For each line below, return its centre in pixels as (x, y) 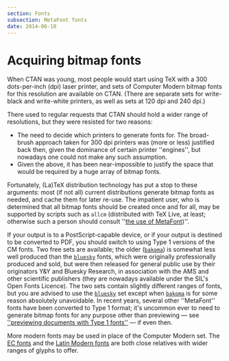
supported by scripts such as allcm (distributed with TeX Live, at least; (106, 215)
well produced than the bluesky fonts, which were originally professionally (111, 257)
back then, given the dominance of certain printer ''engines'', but (109, 150)
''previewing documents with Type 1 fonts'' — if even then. (90, 322)
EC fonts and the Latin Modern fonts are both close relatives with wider (108, 343)
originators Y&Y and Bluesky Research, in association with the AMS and (108, 272)
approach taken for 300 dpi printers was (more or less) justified (125, 142)
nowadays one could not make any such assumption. (92, 157)
